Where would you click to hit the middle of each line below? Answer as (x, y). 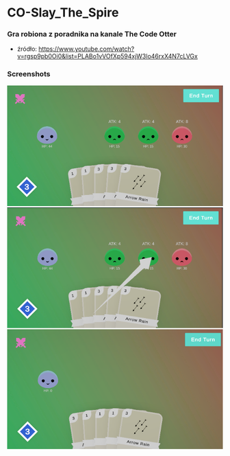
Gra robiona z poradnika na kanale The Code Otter (92, 34)
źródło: (27, 49)
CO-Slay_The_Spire (63, 13)
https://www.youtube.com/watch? (87, 49)
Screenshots (29, 74)
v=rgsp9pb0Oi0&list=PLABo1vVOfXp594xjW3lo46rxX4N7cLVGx (107, 56)
